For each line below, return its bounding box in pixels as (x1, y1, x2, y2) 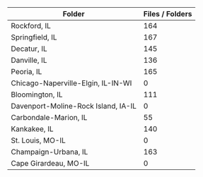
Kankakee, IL (11, 124, 54, 133)
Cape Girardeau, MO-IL (11, 159, 90, 168)
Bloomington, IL (11, 90, 63, 99)
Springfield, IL (11, 32, 58, 42)
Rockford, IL (11, 21, 52, 30)
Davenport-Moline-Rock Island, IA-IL (11, 102, 137, 111)
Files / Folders (143, 9, 192, 18)
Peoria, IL (11, 67, 42, 76)
